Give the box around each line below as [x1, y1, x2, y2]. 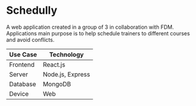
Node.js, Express [42, 70, 91, 78]
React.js [42, 60, 66, 69]
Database [9, 80, 36, 88]
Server [9, 70, 28, 78]
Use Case [9, 50, 38, 59]
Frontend [9, 60, 35, 69]
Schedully [6, 4, 58, 17]
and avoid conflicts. [6, 36, 55, 43]
